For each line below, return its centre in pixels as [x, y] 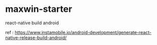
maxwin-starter [39, 9]
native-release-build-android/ [36, 38]
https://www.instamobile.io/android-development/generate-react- [83, 32]
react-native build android [32, 23]
